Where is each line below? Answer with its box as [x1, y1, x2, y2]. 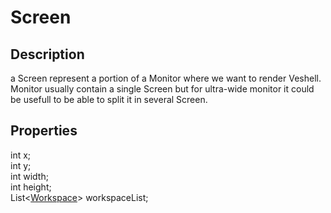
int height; [10, 181, 52, 193]
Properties [10, 122, 78, 140]
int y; [10, 159, 32, 171]
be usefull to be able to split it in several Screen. [10, 94, 208, 105]
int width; [10, 170, 49, 182]
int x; [10, 149, 32, 161]
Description [10, 46, 85, 63]
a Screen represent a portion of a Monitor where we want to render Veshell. [10, 72, 322, 84]
